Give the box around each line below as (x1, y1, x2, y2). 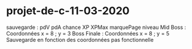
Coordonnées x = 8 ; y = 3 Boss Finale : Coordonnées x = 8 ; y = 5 (6, 30, 169, 37)
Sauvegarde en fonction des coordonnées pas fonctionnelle (6, 36, 154, 43)
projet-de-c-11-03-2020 (6, 4, 130, 18)
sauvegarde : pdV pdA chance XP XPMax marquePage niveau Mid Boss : (6, 24, 187, 31)
